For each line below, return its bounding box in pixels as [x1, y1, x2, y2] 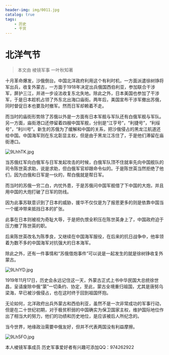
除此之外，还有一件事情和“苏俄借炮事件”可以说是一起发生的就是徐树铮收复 [5, 250, 159, 257]
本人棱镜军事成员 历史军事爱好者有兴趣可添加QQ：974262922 [5, 344, 134, 350]
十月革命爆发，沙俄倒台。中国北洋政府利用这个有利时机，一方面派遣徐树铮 [5, 78, 159, 84]
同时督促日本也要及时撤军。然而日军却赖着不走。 [5, 103, 107, 109]
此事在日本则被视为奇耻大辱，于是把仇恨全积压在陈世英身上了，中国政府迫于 [5, 217, 164, 223]
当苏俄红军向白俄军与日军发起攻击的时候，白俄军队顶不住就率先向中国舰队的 [5, 159, 164, 165]
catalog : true [5, 12, 35, 17]
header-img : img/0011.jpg [5, 7, 59, 13]
